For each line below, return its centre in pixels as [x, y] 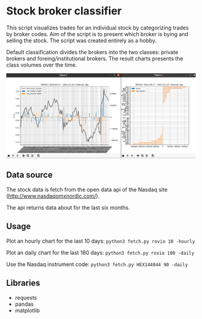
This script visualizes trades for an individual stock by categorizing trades [98, 28]
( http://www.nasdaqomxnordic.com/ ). [53, 196]
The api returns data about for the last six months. [68, 207]
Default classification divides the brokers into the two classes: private [92, 52]
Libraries [23, 283]
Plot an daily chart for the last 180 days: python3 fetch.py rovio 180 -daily [100, 252]
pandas [24, 304]
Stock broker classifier [64, 11]
